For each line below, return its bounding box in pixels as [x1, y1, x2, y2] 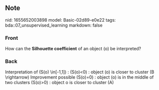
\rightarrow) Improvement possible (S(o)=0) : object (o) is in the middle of [5, 74, 154, 80]
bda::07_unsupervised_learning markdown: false [5, 22, 103, 28]
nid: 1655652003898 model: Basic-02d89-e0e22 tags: [5, 17, 116, 23]
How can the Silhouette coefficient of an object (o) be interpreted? [5, 46, 141, 52]
